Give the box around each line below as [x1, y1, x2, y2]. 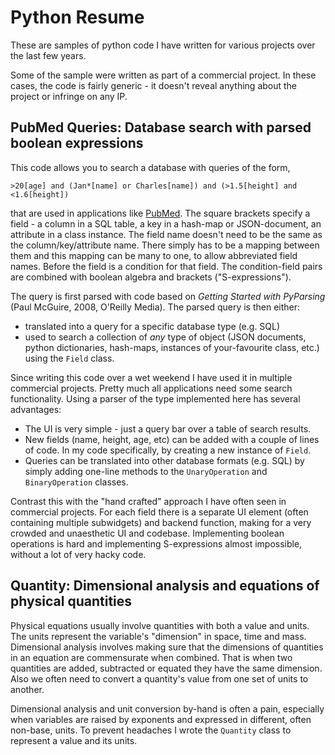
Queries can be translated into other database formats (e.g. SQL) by [24, 454, 305, 466]
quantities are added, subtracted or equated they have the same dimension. [10, 662, 323, 674]
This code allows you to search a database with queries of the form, [10, 161, 291, 173]
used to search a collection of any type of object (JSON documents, [24, 331, 307, 343]
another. [10, 683, 45, 695]
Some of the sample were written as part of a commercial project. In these [10, 69, 317, 81]
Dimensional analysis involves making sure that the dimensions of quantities [10, 641, 324, 653]
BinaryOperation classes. [24, 476, 129, 488]
